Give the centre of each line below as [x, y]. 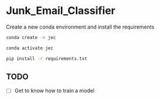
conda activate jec [30, 48]
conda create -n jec [31, 37]
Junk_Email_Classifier [61, 11]
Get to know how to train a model [54, 91]
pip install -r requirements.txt [47, 59]
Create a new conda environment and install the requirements [80, 27]
